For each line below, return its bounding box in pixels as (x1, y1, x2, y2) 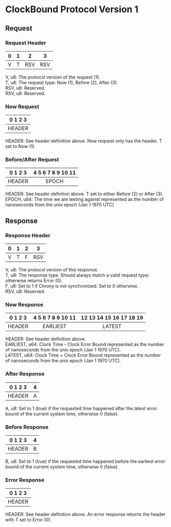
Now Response (5, 301, 43, 308)
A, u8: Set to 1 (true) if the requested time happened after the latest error (5, 405, 158, 411)
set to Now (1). (5, 143, 36, 149)
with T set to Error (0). (5, 517, 52, 523)
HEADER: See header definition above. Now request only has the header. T (5, 138, 162, 144)
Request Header (5, 39, 46, 46)
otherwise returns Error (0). (5, 278, 63, 284)
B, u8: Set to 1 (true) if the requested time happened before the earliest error (5, 458, 165, 465)
